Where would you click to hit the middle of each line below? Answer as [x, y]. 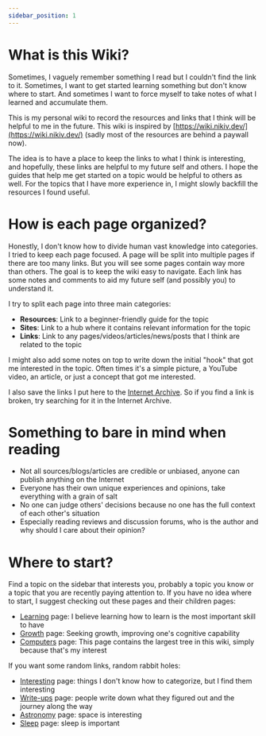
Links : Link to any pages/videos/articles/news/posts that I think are [130, 336]
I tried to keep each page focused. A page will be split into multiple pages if [132, 254]
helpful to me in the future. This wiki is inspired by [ [92, 126]
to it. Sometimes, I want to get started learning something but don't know [128, 85]
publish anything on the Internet [72, 480]
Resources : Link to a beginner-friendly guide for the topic [114, 319]
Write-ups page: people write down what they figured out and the [127, 698]
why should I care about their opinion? [82, 530]
